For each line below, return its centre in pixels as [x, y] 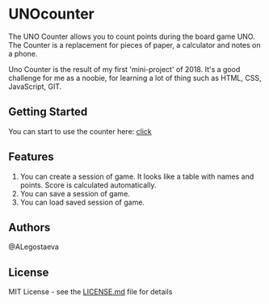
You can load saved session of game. [82, 202]
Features [31, 157]
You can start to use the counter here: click [80, 131]
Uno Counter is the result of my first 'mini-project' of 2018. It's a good [124, 69]
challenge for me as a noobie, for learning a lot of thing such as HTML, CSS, [135, 78]
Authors [29, 227]
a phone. [23, 53]
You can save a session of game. [75, 193]
